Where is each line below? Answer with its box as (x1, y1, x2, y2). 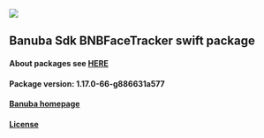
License (9, 119, 40, 129)
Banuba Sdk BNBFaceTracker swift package (9, 34, 256, 49)
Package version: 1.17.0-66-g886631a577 (9, 78, 165, 88)
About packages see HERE (9, 57, 109, 68)
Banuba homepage (9, 98, 80, 110)
